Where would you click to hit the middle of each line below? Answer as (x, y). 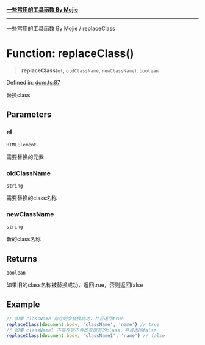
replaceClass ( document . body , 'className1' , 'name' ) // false (86, 336)
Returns (22, 259)
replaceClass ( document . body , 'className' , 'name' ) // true (83, 324)
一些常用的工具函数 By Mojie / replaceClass (61, 28)
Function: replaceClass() (70, 54)
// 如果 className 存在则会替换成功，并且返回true (65, 319)
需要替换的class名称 (32, 198)
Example (23, 305)
